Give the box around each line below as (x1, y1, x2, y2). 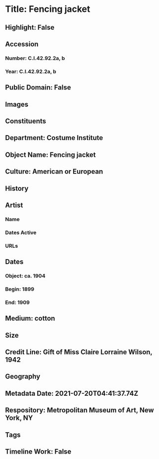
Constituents (5, 117, 46, 125)
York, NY (5, 414, 33, 422)
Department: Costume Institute (5, 134, 103, 142)
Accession (5, 40, 39, 48)
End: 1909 (5, 299, 30, 306)
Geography (5, 372, 40, 381)
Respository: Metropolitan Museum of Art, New (5, 406, 154, 414)
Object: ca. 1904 (5, 273, 45, 279)
